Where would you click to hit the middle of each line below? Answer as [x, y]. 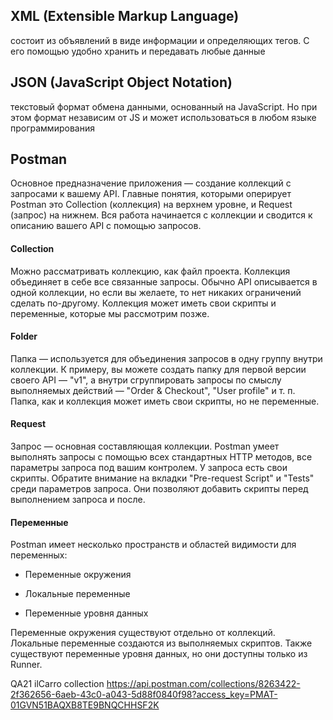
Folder [24, 336]
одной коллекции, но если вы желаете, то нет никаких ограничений [156, 292]
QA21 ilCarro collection [57, 684]
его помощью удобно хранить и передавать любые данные [138, 51]
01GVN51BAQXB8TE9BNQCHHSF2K [85, 705]
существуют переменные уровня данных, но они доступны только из [159, 654]
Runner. [26, 665]
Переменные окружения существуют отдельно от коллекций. [143, 633]
